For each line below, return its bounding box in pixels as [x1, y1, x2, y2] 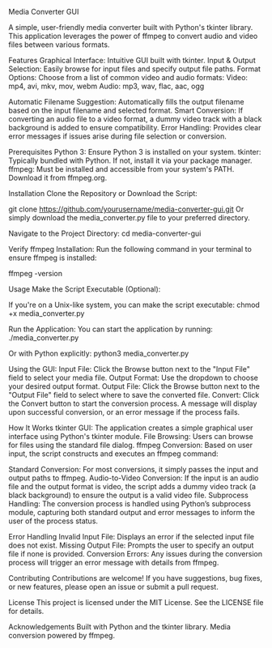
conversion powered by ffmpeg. [8, 631, 116, 640]
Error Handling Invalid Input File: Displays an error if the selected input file [8, 532, 255, 541]
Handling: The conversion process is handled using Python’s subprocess [8, 499, 251, 509]
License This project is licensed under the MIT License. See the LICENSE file [8, 598, 264, 607]
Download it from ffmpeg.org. [8, 173, 108, 182]
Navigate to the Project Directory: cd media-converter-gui [8, 228, 202, 238]
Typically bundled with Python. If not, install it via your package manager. [8, 156, 253, 165]
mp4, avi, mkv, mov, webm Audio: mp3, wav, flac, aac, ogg [8, 81, 205, 91]
